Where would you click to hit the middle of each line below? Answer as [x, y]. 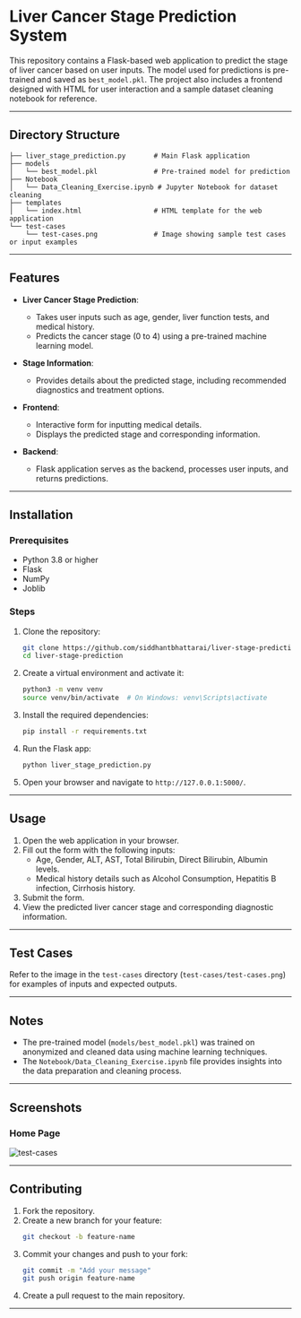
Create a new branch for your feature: [92, 1220]
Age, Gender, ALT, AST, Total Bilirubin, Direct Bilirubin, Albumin [152, 859]
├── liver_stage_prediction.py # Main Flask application [130, 156]
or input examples [43, 242]
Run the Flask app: [56, 748]
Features [34, 278]
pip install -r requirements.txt [85, 732]
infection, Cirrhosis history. [86, 888]
